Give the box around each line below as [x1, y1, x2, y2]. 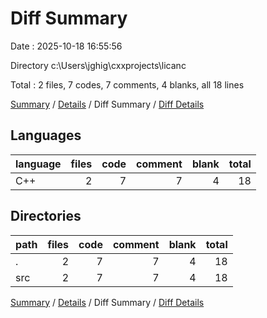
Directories [10, 208, 82, 225]
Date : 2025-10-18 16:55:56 [10, 40, 123, 52]
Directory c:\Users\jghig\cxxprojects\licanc [10, 59, 187, 71]
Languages [10, 127, 82, 144]
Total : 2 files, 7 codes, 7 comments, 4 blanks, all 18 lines [10, 78, 245, 91]
